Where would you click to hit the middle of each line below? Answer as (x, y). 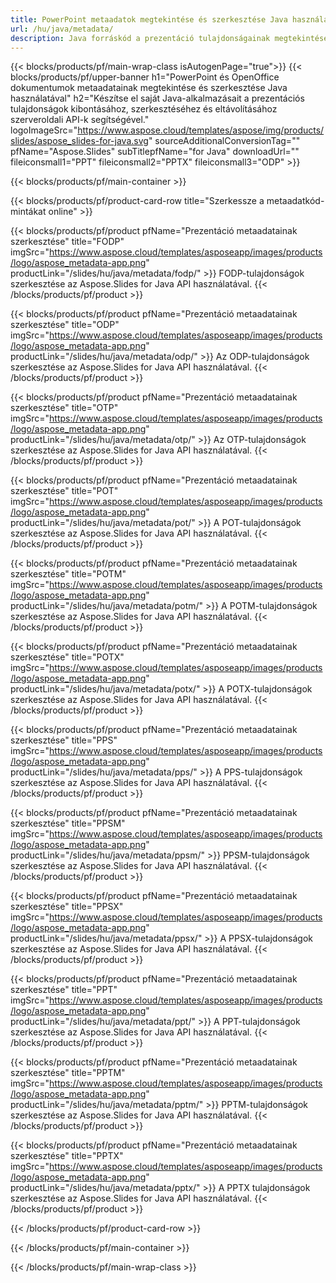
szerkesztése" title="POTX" (67, 657)
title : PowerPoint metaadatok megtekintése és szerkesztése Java (149, 19)
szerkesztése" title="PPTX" (67, 1156)
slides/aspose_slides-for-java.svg (79, 141)
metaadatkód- (295, 201)
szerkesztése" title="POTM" (68, 574)
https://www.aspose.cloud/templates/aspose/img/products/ (201, 130)
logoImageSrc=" (44, 130)
